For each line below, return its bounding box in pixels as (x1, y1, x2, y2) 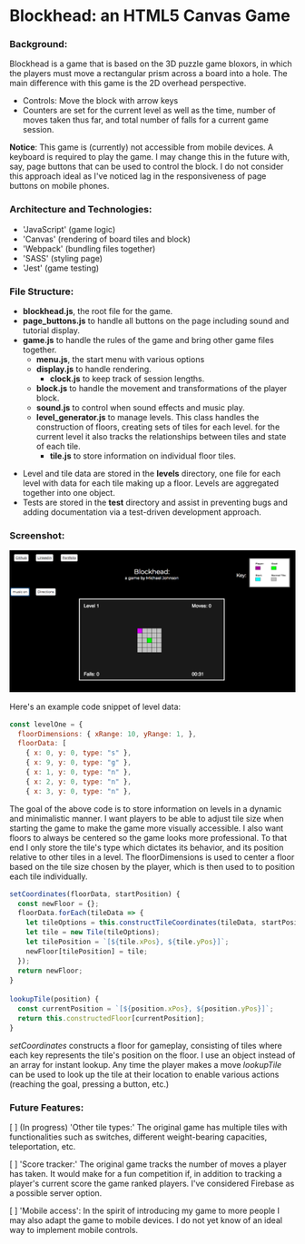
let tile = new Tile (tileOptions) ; (25, 928, 161, 937)
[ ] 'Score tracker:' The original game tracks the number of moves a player (9, 1159, 288, 1170)
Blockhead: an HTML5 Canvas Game (9, 5, 290, 26)
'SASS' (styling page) (22, 252, 103, 263)
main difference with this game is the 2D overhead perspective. (9, 78, 247, 89)
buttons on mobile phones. (9, 181, 110, 192)
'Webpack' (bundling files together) (22, 242, 156, 254)
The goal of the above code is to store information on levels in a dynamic (9, 803, 282, 814)
